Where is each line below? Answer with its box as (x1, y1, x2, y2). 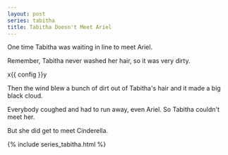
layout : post (7, 10, 46, 18)
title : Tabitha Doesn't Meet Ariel (7, 23, 112, 30)
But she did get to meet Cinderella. (7, 127, 108, 135)
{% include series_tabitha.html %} (7, 140, 107, 149)
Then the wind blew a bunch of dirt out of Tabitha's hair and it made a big (7, 84, 221, 93)
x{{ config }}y (7, 70, 47, 79)
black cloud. (7, 91, 44, 100)
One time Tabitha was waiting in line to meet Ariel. (7, 43, 153, 52)
